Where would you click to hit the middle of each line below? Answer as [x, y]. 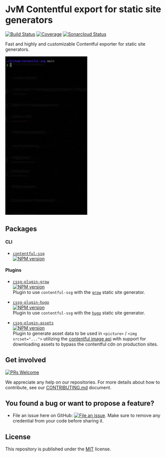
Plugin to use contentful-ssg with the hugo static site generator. [79, 313]
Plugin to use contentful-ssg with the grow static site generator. [79, 292]
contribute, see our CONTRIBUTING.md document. [58, 387]
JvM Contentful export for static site [83, 9]
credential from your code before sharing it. [58, 421]
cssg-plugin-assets [33, 323]
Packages [21, 229]
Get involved [26, 360]
